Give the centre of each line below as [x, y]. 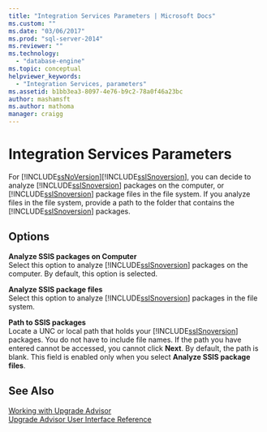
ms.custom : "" [32, 24]
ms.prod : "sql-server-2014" [56, 39]
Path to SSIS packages [47, 322]
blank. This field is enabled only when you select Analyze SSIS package [129, 356]
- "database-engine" [50, 62]
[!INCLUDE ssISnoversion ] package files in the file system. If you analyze [129, 194]
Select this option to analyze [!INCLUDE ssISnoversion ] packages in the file [133, 298]
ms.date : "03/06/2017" [47, 31]
